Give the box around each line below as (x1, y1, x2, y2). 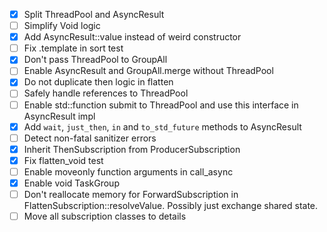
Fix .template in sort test (23, 42, 124, 54)
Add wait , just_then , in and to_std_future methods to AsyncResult (23, 120, 302, 133)
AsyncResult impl (23, 110, 96, 122)
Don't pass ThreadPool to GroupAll (23, 54, 168, 66)
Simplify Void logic (23, 20, 101, 32)
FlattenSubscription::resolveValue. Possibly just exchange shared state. (23, 200, 319, 211)
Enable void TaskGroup (23, 177, 120, 189)
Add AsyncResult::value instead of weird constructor (23, 31, 242, 43)
